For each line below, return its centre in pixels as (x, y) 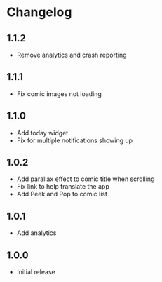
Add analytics (36, 233)
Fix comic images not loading (59, 94)
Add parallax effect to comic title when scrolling (86, 179)
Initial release (36, 272)
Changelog (39, 12)
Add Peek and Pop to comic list (62, 194)
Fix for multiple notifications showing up (75, 140)
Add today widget (42, 133)
